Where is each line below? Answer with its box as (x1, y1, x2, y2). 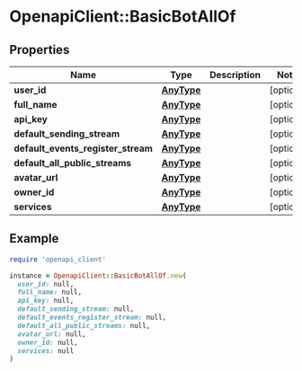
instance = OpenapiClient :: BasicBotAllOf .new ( (9, 271, 187, 280)
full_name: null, (17, 287, 83, 297)
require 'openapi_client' (9, 254, 106, 264)
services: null (17, 346, 75, 356)
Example (9, 231, 59, 246)
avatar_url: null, (17, 330, 87, 339)
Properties (9, 42, 70, 57)
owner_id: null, (17, 338, 78, 347)
